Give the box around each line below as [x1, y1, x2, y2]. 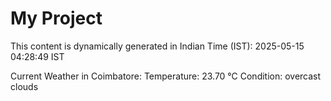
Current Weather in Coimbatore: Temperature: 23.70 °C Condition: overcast [10, 70, 322, 82]
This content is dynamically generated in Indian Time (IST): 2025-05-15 [10, 40, 305, 52]
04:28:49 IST [10, 50, 65, 62]
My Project [10, 7, 103, 30]
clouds [10, 80, 39, 92]
